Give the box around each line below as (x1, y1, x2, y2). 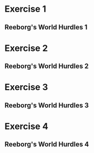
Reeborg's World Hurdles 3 (4, 101, 89, 109)
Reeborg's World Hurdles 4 (4, 140, 89, 149)
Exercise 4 (4, 121, 48, 132)
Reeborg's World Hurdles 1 (4, 23, 88, 31)
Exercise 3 (4, 82, 48, 93)
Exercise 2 (4, 43, 48, 53)
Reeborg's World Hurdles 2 (4, 62, 89, 71)
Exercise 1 (4, 3, 47, 15)
